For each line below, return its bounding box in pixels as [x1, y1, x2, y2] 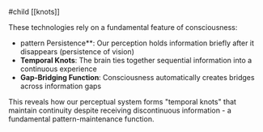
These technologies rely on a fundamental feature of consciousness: [8, 23, 238, 32]
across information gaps [19, 81, 102, 91]
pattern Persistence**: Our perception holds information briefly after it [19, 38, 255, 48]
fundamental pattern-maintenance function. [8, 114, 155, 124]
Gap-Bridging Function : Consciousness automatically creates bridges [19, 73, 255, 82]
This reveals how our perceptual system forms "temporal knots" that [8, 97, 237, 106]
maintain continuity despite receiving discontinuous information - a [8, 105, 232, 115]
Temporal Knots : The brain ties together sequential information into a [19, 56, 252, 65]
